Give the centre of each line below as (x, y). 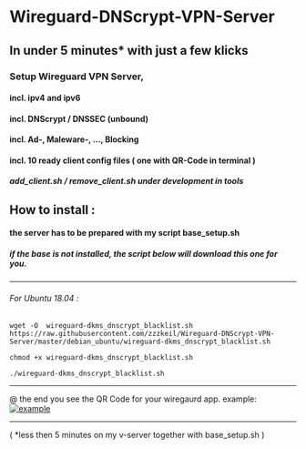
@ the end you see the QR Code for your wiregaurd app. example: (133, 399)
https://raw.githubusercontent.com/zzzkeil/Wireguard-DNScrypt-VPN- (142, 333)
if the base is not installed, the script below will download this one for (143, 254)
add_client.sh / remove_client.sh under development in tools (127, 181)
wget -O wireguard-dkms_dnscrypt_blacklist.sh (102, 325)
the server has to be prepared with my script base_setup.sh (125, 233)
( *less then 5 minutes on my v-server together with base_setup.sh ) (137, 434)
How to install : (52, 210)
